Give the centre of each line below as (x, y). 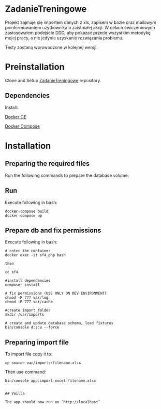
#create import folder (28, 310)
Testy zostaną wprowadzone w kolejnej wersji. (51, 47)
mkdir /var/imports (25, 315)
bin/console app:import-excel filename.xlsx (51, 381)
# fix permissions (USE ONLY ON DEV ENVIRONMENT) (56, 293)
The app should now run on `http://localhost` (53, 402)
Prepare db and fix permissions (53, 230)
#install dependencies (28, 281)
